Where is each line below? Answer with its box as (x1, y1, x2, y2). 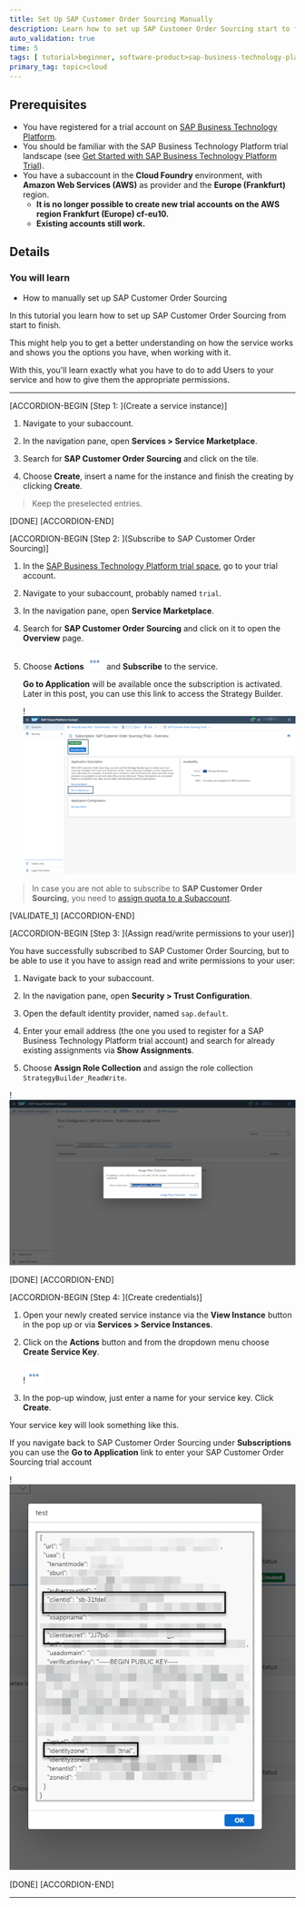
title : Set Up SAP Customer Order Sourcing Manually (9, 15, 213, 24)
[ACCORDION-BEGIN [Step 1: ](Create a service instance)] (9, 400, 228, 411)
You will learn (9, 272, 71, 284)
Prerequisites (9, 97, 87, 113)
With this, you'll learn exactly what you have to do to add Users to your (9, 364, 274, 375)
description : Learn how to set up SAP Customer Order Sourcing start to (9, 24, 290, 34)
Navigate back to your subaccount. (22, 972, 154, 983)
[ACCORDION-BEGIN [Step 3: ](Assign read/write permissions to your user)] (9, 928, 295, 939)
